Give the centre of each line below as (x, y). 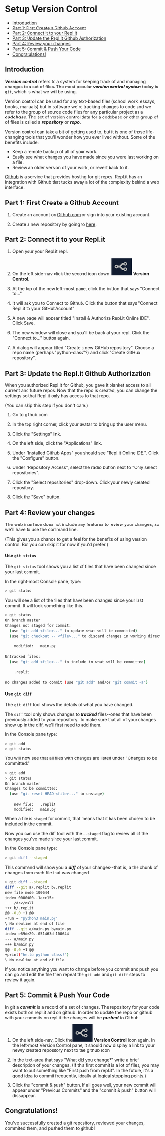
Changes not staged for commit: (38, 625)
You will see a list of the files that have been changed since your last (74, 600)
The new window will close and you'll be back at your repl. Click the (81, 333)
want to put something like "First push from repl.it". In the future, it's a (83, 1070)
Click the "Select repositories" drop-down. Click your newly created (81, 482)
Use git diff (19, 694)
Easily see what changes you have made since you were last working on (85, 157)
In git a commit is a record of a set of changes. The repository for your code (82, 1007)
